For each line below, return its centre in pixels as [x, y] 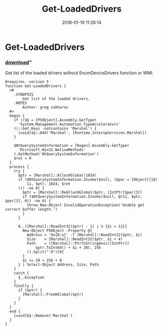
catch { [21, 273]
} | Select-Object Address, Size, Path [58, 265]
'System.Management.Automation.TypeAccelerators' [69, 124]
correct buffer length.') [31, 209]
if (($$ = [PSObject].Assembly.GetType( [55, 120]
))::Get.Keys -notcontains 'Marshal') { [55, 129]
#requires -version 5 [27, 82]
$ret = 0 [23, 158]
